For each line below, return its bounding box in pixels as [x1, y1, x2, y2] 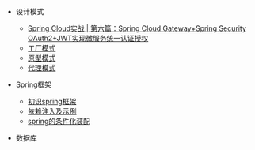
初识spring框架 [27, 97, 77, 106]
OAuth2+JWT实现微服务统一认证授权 [27, 34, 149, 43]
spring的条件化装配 [27, 117, 91, 126]
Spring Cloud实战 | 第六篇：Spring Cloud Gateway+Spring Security [27, 24, 247, 33]
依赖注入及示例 [27, 107, 77, 116]
